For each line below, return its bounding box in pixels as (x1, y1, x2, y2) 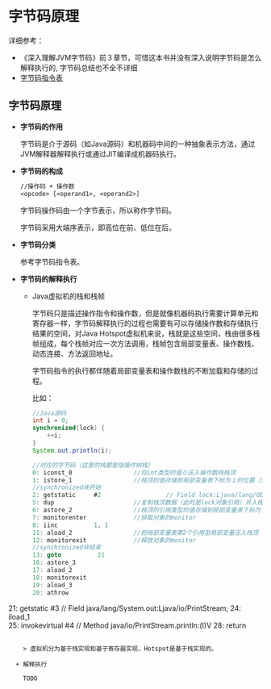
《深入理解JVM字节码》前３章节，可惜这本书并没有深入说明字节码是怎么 (19, 52, 262, 62)
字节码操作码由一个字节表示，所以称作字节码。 (19, 205, 176, 215)
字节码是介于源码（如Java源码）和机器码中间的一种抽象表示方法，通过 (19, 139, 256, 148)
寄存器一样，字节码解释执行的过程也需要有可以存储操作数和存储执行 (31, 318, 259, 328)
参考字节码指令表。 (19, 257, 85, 266)
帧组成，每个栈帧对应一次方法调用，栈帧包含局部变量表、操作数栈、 (31, 338, 259, 348)
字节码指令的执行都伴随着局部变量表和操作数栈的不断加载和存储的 (31, 365, 252, 375)
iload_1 (8, 612, 31, 621)
